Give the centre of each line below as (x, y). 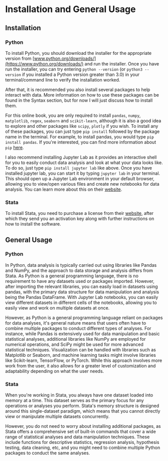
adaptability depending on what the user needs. (55, 371)
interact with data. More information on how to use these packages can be (82, 95)
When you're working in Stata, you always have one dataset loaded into (79, 395)
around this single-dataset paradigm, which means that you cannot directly (83, 411)
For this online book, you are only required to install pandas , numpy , (73, 115)
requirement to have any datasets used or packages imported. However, (80, 281)
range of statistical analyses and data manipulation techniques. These (77, 437)
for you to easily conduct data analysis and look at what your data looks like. (84, 163)
